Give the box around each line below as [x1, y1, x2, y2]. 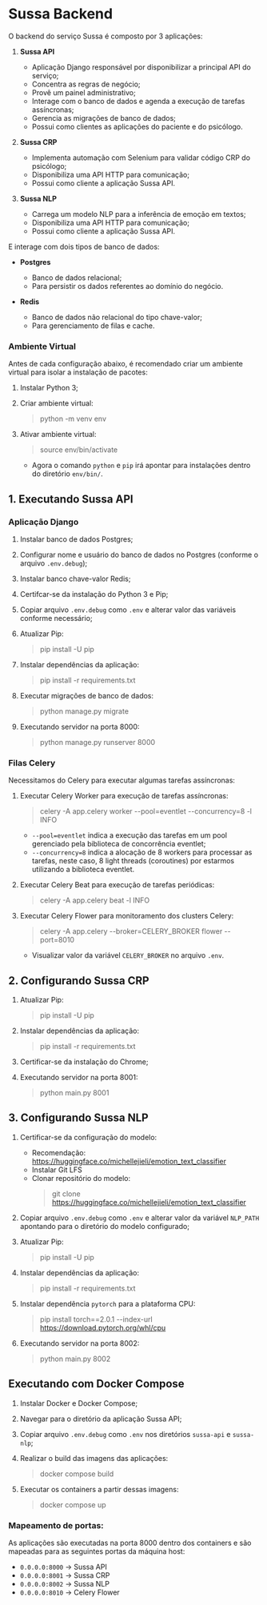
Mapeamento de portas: [8, 1519, 104, 1531]
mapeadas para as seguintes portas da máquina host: [8, 1546, 185, 1556]
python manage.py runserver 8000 [39, 737, 156, 746]
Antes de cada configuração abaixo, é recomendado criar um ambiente [8, 359, 244, 369]
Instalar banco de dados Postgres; [19, 534, 133, 544]
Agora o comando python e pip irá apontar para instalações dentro [31, 461, 251, 470]
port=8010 [39, 935, 74, 945]
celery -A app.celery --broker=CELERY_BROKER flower [39, 927, 223, 936]
